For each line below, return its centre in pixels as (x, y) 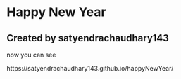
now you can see (31, 55)
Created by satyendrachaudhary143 (88, 38)
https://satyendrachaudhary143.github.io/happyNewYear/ (90, 68)
